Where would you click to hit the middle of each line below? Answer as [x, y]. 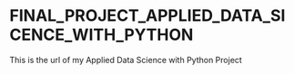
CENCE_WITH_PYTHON [101, 35]
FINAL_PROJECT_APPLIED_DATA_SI [147, 16]
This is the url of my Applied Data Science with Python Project [126, 60]
